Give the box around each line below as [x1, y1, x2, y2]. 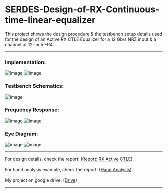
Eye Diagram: [5, 130, 38, 137]
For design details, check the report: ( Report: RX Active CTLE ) [5, 156, 133, 162]
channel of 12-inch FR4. [5, 41, 54, 47]
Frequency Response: [5, 106, 60, 113]
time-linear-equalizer [5, 14, 96, 26]
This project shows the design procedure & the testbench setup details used [5, 31, 162, 37]
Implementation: [5, 59, 46, 66]
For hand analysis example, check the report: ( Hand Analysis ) [5, 167, 132, 173]
